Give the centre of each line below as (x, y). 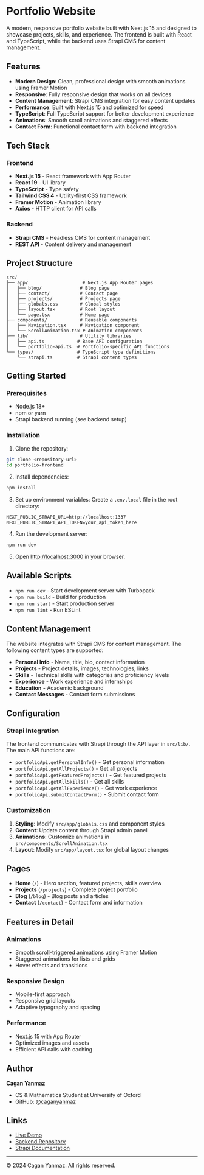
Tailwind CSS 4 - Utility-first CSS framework (71, 195)
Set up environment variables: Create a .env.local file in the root (96, 500)
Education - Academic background (59, 688)
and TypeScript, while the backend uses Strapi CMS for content (86, 41)
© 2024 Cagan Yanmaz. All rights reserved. (61, 1166)
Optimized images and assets (52, 1043)
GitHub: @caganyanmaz (46, 1101)
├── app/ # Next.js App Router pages (80, 282)
